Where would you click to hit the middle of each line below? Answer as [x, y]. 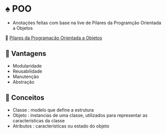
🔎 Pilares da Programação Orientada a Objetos [54, 38]
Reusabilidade [27, 71]
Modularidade [27, 65]
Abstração [23, 82]
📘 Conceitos [25, 98]
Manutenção [26, 77]
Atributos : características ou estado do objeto [61, 126]
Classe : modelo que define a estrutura [53, 110]
